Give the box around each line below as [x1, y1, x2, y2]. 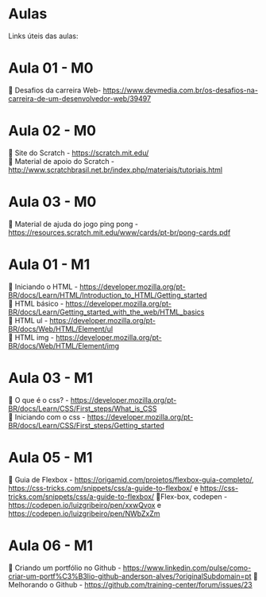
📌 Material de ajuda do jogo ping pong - [8, 219, 139, 228]
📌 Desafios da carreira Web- [8, 85, 102, 95]
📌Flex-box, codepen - [156, 491, 228, 501]
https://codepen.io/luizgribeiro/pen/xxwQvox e [8, 500, 162, 509]
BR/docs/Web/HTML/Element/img [8, 341, 120, 350]
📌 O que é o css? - [8, 395, 69, 404]
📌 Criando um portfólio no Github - [8, 563, 121, 572]
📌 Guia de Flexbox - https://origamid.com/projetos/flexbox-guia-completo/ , [8, 474, 254, 484]
